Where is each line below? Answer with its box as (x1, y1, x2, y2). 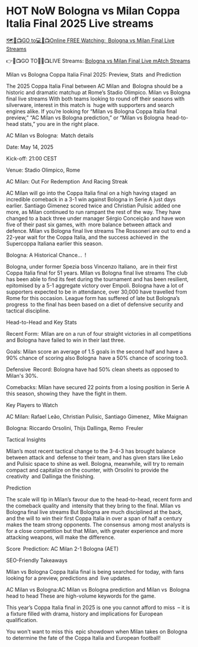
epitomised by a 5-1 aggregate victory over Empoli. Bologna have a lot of (6, 282, 184, 289)
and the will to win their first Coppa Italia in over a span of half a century (6, 515, 183, 522)
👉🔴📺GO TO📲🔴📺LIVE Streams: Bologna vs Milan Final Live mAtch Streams (6, 57, 191, 64)
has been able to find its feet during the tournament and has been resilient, (6, 275, 189, 283)
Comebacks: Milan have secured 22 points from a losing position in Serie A (6, 383, 190, 390)
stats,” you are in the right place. (20, 120, 99, 127)
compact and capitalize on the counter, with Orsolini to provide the (6, 466, 169, 474)
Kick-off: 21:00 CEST (6, 154, 58, 162)
